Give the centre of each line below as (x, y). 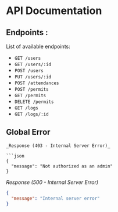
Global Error (28, 132)
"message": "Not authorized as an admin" (62, 166)
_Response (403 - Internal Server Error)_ (58, 146)
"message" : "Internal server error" (56, 198)
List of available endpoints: (38, 46)
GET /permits (30, 95)
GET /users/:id (33, 64)
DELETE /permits (34, 102)
